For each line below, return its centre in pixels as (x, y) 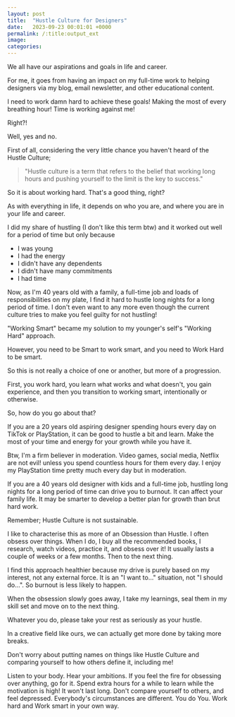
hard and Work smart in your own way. (63, 706)
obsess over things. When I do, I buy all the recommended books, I (104, 541)
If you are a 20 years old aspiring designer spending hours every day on (112, 427)
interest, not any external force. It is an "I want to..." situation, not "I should (115, 577)
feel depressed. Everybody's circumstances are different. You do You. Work (117, 698)
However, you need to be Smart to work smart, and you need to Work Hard (115, 349)
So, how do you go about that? (52, 413)
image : (17, 40)
